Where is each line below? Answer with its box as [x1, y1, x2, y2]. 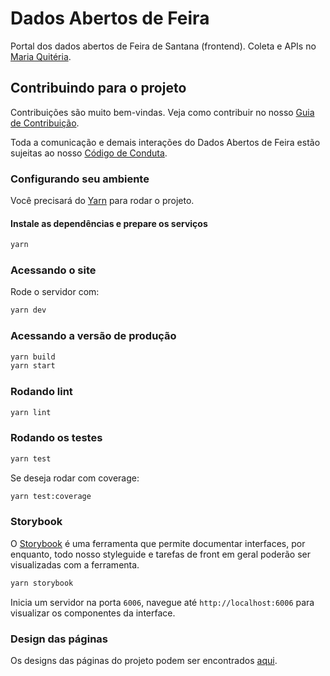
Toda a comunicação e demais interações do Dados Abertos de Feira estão [10, 136, 321, 148]
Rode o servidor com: [10, 286, 100, 298]
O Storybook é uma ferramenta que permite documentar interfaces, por [10, 537, 306, 549]
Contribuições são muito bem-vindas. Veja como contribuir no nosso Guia [10, 106, 315, 118]
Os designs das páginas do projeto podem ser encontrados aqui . [10, 655, 278, 667]
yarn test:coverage [10, 491, 92, 501]
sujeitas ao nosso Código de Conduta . [10, 147, 168, 159]
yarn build [10, 352, 56, 362]
